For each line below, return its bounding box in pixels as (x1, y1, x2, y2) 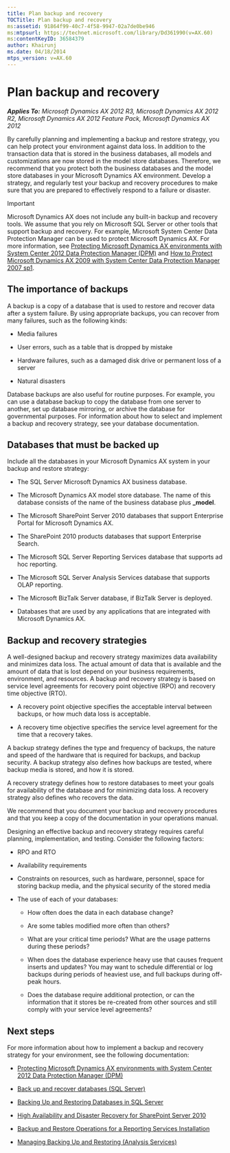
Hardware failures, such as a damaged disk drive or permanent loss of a (16, 356, 222, 364)
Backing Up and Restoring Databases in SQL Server (16, 1097, 163, 1106)
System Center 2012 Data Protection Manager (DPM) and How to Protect (7, 248, 213, 257)
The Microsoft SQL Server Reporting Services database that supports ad (16, 553, 223, 561)
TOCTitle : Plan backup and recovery (7, 16, 112, 23)
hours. (43, 977, 62, 986)
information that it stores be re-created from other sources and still (27, 998, 217, 1006)
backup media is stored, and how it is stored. (7, 766, 135, 774)
